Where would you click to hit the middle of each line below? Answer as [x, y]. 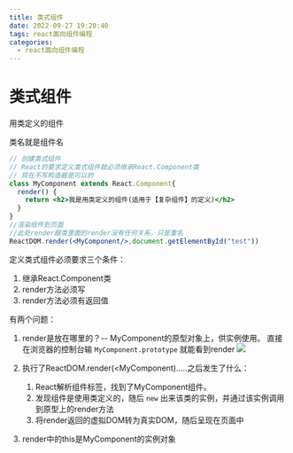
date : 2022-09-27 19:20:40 [59, 26]
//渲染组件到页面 [36, 225]
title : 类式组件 [36, 17]
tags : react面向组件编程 [51, 34]
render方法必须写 [54, 289]
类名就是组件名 [36, 142]
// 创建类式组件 [35, 159]
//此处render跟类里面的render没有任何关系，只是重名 [96, 233]
